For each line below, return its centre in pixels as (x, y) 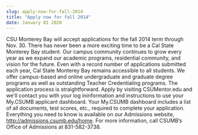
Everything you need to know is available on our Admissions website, (90, 114)
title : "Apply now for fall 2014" (49, 17)
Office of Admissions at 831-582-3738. (54, 127)
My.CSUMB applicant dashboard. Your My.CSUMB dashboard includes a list (98, 102)
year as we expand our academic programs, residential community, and (93, 58)
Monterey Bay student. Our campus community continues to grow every (94, 52)
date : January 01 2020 (34, 22)
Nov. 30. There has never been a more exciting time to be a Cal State (90, 45)
